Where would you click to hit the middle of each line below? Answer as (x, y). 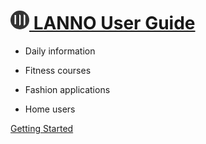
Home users (50, 109)
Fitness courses (58, 70)
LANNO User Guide (114, 23)
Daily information (60, 51)
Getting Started (42, 128)
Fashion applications (67, 89)
